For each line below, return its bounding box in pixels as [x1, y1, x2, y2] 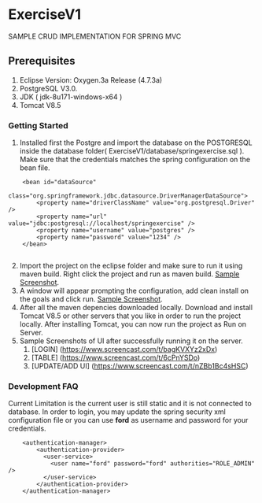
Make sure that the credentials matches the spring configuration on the [19, 155, 250, 165]
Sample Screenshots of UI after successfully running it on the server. [19, 336, 244, 346]
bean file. [19, 163, 50, 172]
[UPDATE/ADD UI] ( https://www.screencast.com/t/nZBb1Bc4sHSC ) [31, 361, 249, 371]
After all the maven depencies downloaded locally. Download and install [19, 303, 253, 313]
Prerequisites [8, 54, 76, 68]
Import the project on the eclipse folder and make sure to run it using [19, 261, 243, 271]
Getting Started [8, 120, 68, 131]
